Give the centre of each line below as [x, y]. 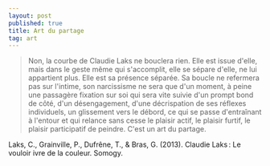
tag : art [23, 38]
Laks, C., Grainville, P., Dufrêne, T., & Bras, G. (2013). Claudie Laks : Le [125, 144]
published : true [35, 23]
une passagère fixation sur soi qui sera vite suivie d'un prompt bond [141, 95]
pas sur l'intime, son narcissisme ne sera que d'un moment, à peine [140, 87]
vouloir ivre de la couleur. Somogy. [65, 153]
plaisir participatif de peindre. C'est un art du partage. [117, 129]
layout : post [30, 16]
